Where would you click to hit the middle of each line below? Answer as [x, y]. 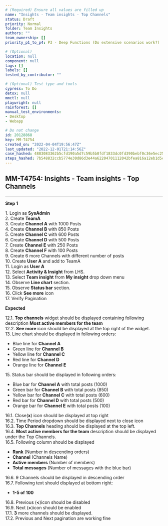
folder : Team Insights [29, 29]
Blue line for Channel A [36, 343]
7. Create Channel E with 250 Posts [42, 245]
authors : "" [17, 33]
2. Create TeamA [23, 218]
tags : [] [14, 66]
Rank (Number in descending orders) [51, 452]
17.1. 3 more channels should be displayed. [49, 513]
